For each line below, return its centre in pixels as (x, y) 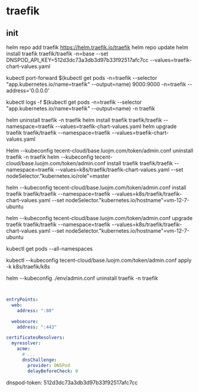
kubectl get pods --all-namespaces (50, 249)
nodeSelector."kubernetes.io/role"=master (58, 176)
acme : (24, 349)
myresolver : (26, 343)
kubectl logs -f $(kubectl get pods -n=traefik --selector (74, 102)
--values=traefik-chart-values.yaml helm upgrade (116, 126)
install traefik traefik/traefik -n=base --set (57, 54)
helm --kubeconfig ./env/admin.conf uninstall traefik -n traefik (82, 278)
